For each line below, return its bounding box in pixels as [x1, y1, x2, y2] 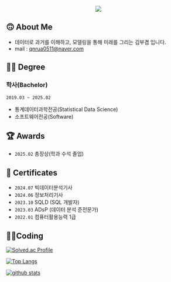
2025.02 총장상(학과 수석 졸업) [14, 150, 84, 157]
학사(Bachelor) [6, 81, 48, 89]
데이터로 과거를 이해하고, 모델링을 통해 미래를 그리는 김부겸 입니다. [14, 38, 166, 45]
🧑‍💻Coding [6, 231, 44, 241]
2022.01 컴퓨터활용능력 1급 [14, 213, 76, 220]
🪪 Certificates [6, 167, 57, 177]
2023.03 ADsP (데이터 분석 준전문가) [14, 206, 98, 213]
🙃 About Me [6, 22, 53, 32]
